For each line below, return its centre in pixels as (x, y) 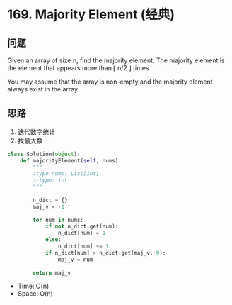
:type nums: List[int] (66, 174)
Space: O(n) (35, 294)
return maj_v (52, 273)
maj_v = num (75, 260)
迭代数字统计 (36, 131)
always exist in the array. (43, 89)
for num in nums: (58, 220)
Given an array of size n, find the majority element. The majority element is (116, 60)
